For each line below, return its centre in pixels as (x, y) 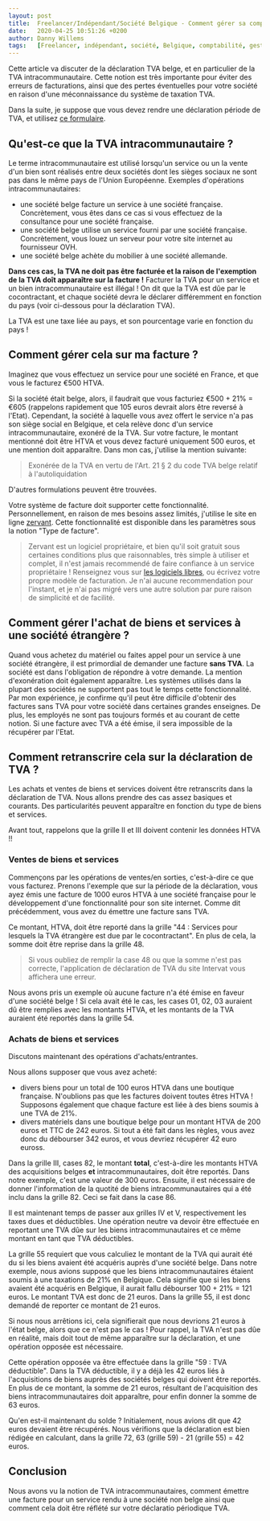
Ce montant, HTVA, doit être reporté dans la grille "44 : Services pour (123, 927)
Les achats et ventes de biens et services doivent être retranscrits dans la (131, 789)
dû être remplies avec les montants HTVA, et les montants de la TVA (121, 1009)
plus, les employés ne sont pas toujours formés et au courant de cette (124, 715)
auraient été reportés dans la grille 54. (72, 1018)
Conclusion (38, 1472)
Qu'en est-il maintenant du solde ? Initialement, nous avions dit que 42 (125, 1420)
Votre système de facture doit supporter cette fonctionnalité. (108, 505)
